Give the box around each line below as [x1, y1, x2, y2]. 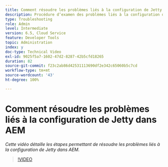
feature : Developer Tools [5, 36, 59, 41]
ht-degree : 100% [5, 77, 39, 82]
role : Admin [5, 21, 30, 27]
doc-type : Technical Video [5, 49, 61, 54]
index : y [5, 45, 23, 50]
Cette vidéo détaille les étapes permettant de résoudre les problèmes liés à [5, 141, 160, 147]
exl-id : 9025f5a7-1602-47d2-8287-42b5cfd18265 [5, 54, 104, 59]
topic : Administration [5, 40, 52, 45]
